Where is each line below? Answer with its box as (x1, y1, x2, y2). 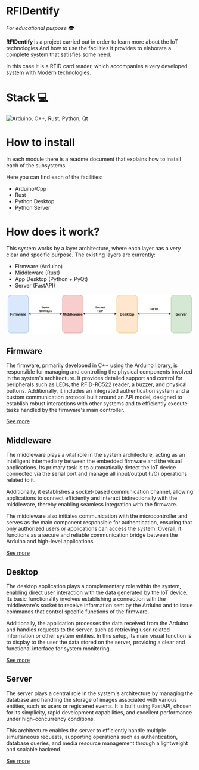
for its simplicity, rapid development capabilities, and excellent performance (6, 708, 192, 716)
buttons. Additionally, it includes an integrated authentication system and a (6, 387, 189, 395)
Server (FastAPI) (14, 282, 55, 289)
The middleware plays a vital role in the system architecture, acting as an (6, 451, 185, 459)
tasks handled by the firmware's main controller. (6, 407, 125, 414)
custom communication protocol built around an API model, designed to (6, 393, 183, 401)
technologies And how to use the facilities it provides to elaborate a (6, 44, 172, 51)
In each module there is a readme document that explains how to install (6, 155, 182, 163)
